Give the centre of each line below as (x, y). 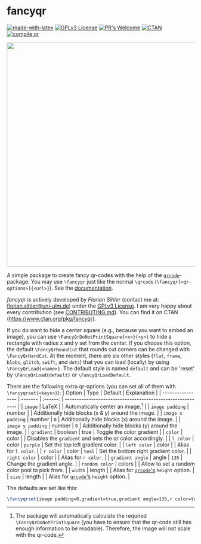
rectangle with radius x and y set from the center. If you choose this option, (99, 343)
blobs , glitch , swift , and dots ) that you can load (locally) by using (88, 362)
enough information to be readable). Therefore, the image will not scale (103, 528)
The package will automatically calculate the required (81, 516)
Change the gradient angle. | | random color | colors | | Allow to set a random (101, 464)
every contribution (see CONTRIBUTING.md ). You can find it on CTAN (92, 312)
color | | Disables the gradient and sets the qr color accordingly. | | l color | (101, 438)
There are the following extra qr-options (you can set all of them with (91, 386)
